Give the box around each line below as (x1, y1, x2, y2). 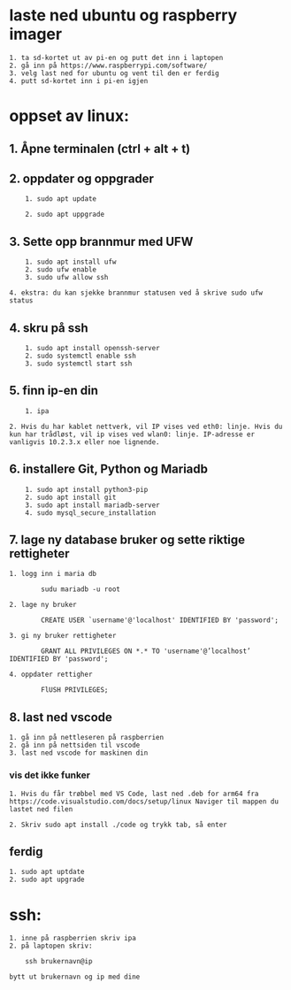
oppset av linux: (9, 106, 130, 127)
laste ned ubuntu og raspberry (9, 5, 238, 26)
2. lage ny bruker (9, 601, 77, 610)
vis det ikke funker (9, 769, 91, 781)
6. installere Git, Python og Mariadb (9, 462, 208, 477)
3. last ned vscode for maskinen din (9, 748, 149, 757)
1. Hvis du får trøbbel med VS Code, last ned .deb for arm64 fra (9, 789, 259, 798)
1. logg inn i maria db (9, 570, 97, 579)
